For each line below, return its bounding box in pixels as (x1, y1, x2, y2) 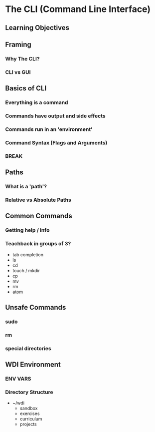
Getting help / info (5, 227, 50, 234)
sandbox (19, 406, 38, 412)
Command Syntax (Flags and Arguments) (5, 139, 108, 146)
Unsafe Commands (5, 303, 66, 312)
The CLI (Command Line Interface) (5, 3, 151, 15)
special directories (5, 345, 51, 352)
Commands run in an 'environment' (5, 126, 93, 133)
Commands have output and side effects (5, 112, 106, 119)
